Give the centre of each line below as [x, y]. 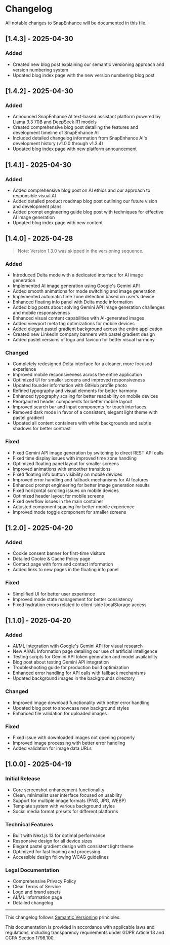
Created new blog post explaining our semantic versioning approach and [88, 64]
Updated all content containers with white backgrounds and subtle [82, 423]
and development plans [37, 206]
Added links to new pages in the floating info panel [66, 570]
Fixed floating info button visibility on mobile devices [67, 474]
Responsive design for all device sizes [52, 841]
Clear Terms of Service [37, 887]
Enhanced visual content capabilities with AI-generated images [78, 318]
